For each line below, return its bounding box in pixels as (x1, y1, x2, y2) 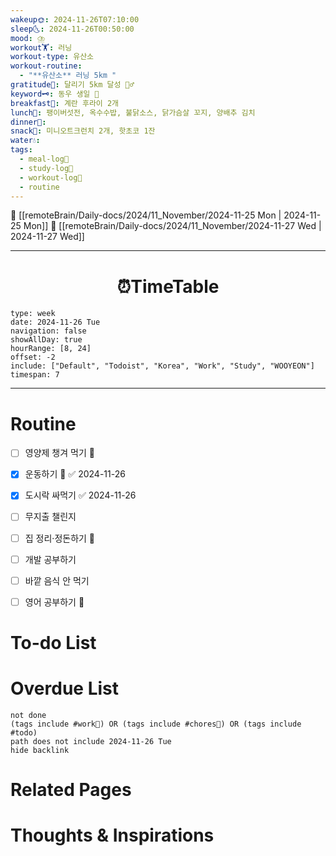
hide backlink (10, 745, 70, 755)
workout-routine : (10, 61, 83, 71)
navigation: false (10, 326, 87, 336)
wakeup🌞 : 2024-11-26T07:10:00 (10, 14, 140, 25)
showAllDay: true (10, 335, 83, 345)
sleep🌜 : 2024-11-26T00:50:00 (10, 24, 135, 34)
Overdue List (10, 677, 120, 700)
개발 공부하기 (24, 553, 77, 565)
